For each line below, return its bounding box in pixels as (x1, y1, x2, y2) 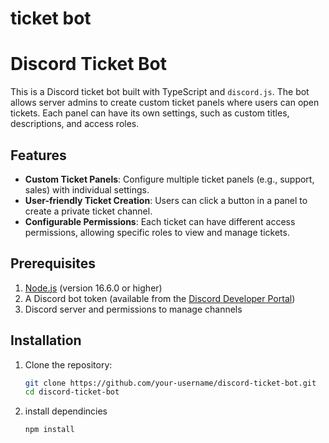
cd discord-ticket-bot (24, 387, 120, 397)
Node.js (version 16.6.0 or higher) (24, 282, 163, 294)
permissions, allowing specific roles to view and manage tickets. (24, 226, 290, 238)
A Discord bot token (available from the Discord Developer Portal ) (24, 292, 296, 304)
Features (10, 147, 67, 164)
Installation (10, 332, 82, 349)
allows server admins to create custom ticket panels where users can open (10, 97, 320, 109)
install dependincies (24, 405, 108, 417)
